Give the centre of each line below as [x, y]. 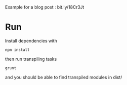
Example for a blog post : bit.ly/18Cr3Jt [45, 7]
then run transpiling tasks [31, 59]
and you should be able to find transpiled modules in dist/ [64, 77]
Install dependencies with [31, 41]
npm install [17, 50]
